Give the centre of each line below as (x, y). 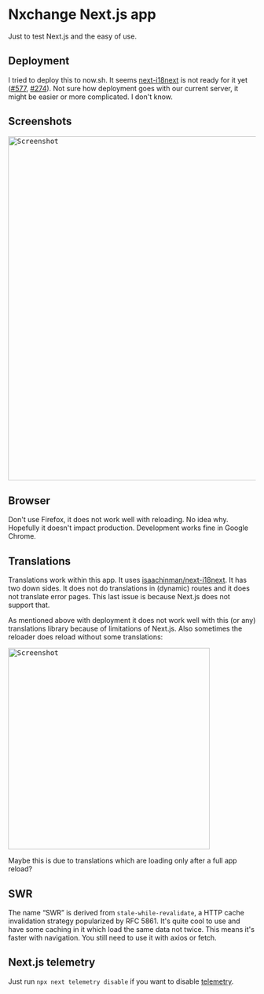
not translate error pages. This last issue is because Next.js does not (119, 597)
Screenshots (40, 121)
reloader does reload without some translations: (86, 637)
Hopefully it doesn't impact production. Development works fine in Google (128, 528)
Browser (29, 501)
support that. (29, 605)
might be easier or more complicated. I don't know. (90, 97)
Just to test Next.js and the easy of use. (73, 36)
